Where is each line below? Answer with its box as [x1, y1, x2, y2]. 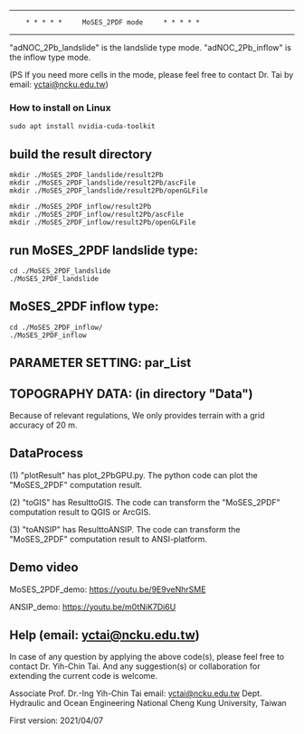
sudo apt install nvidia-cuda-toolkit [9, 122, 156, 131]
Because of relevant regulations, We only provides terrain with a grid [9, 409, 265, 420]
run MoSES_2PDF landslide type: [9, 242, 199, 258]
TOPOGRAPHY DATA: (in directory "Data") [9, 386, 253, 401]
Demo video [9, 560, 79, 575]
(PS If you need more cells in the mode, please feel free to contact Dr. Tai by [9, 70, 294, 80]
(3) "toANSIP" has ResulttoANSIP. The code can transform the [9, 523, 242, 534]
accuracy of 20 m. [9, 419, 78, 430]
